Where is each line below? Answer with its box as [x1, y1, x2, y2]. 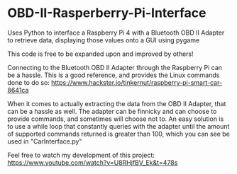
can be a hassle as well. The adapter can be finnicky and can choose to [7, 107, 217, 115]
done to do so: [7, 78, 50, 86]
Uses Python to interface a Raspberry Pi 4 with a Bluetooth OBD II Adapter [7, 28, 225, 37]
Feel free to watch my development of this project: [7, 151, 155, 159]
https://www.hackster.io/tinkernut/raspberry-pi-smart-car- [50, 78, 223, 86]
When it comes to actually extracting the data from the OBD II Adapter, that [7, 99, 226, 108]
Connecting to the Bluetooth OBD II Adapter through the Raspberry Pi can [7, 63, 222, 71]
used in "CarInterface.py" [7, 137, 82, 146]
